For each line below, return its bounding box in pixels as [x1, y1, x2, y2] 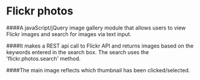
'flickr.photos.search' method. [6, 55, 81, 62]
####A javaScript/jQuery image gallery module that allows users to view [6, 24, 186, 31]
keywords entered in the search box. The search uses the [6, 48, 149, 55]
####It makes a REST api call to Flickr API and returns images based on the [6, 42, 194, 49]
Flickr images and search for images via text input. [6, 30, 131, 37]
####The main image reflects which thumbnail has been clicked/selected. [6, 66, 190, 73]
